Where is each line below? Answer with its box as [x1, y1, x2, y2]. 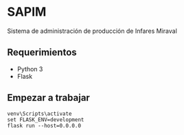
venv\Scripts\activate [7, 110, 72, 117]
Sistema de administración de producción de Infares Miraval [7, 27, 177, 35]
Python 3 [16, 64, 43, 73]
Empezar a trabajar [7, 92, 91, 103]
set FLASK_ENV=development [7, 116, 84, 123]
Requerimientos [7, 47, 77, 58]
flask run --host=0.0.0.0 [7, 122, 81, 129]
